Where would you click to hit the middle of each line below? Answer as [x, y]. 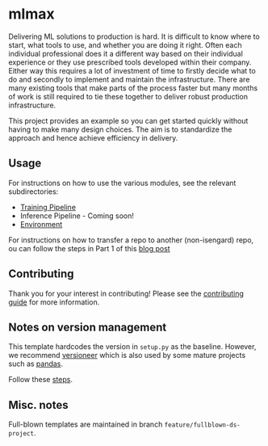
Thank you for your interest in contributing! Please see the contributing [126, 293]
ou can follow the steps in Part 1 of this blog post [90, 248]
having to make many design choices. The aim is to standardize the [120, 129]
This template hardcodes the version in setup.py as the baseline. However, [132, 347]
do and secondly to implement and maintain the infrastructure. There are [129, 79]
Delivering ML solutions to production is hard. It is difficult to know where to [134, 36]
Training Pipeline [48, 207]
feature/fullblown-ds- [202, 425]
